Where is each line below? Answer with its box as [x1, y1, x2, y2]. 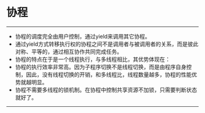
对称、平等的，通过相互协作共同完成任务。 [15, 48, 123, 55]
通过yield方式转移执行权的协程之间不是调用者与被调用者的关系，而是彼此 [15, 40, 199, 48]
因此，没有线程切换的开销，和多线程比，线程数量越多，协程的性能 [26, 71, 192, 78]
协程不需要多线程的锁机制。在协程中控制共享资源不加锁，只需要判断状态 [15, 86, 197, 93]
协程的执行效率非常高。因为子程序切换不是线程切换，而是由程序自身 [15, 63, 187, 70]
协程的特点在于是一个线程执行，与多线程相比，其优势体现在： [15, 56, 171, 63]
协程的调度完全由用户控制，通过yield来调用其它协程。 [15, 32, 151, 40]
